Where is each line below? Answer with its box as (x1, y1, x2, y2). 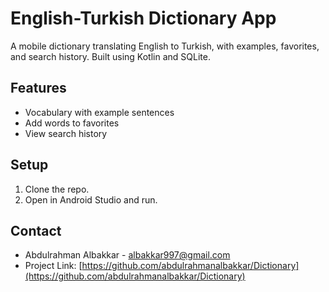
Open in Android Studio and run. (24, 193, 158, 206)
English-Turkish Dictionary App (10, 7, 277, 30)
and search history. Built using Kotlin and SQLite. (10, 50, 211, 62)
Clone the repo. (24, 183, 90, 195)
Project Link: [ (24, 260, 83, 272)
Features (10, 80, 67, 97)
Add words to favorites (24, 117, 120, 129)
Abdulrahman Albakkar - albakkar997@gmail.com (24, 249, 231, 261)
